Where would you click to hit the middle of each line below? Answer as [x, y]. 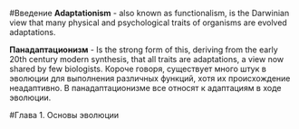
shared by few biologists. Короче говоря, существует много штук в [138, 69]
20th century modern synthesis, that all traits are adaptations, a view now [147, 59]
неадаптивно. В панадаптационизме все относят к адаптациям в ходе [145, 88]
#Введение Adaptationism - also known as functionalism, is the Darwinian [149, 13]
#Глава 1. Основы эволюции [64, 115]
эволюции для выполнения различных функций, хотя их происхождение [150, 78]
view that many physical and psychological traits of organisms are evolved [148, 23]
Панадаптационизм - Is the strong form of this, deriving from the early [144, 50]
